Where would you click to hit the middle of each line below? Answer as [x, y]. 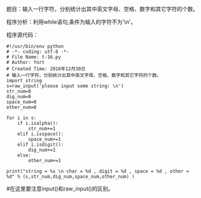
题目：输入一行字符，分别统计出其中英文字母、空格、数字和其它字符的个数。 [102, 9]
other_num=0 [21, 107]
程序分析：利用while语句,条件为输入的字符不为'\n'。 [71, 22]
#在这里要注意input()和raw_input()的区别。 [60, 189]
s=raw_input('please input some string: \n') [65, 86]
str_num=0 [19, 91]
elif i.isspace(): [41, 134]
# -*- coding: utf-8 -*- [38, 52]
